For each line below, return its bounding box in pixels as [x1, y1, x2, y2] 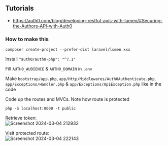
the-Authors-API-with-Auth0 [12, 23, 73, 29]
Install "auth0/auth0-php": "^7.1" [5, 56, 76, 62]
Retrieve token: [5, 115, 37, 121]
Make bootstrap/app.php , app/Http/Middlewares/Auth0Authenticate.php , [5, 76, 156, 82]
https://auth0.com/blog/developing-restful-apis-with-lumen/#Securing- [12, 17, 163, 23]
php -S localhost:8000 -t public [5, 106, 76, 111]
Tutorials [5, 4, 34, 13]
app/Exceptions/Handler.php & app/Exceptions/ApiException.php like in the [5, 81, 161, 87]
